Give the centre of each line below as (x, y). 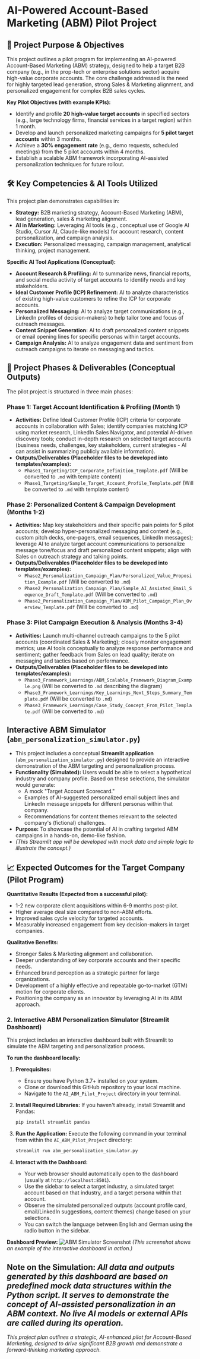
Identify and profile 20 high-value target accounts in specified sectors (102, 114)
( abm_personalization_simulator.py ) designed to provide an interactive (102, 760)
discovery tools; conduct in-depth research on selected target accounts (103, 439)
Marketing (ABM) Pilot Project (82, 23)
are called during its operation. (65, 1323)
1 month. (26, 126)
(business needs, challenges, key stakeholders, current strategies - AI (101, 445)
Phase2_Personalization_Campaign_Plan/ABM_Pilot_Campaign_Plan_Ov (108, 601)
